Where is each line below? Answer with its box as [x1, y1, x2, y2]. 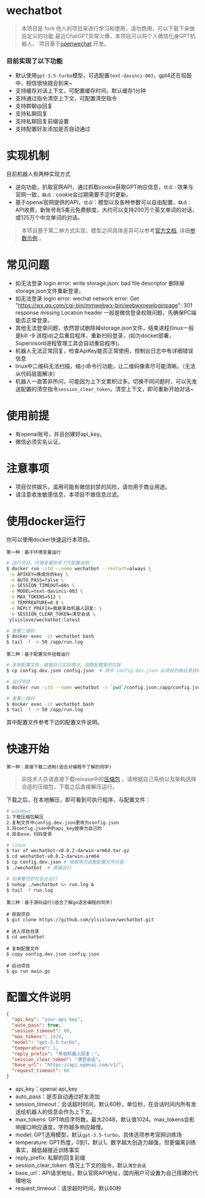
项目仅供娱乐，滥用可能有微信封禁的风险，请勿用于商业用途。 [15, 483, 171, 490]
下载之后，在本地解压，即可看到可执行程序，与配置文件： [6, 796, 151, 804]
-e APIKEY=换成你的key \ [9, 571, 69, 578]
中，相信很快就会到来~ [15, 79, 73, 87]
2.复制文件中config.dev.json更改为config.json [6, 820, 120, 826]
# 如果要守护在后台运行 [6, 875, 58, 882]
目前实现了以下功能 [6, 56, 63, 65]
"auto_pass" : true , [12, 1022, 62, 1029]
